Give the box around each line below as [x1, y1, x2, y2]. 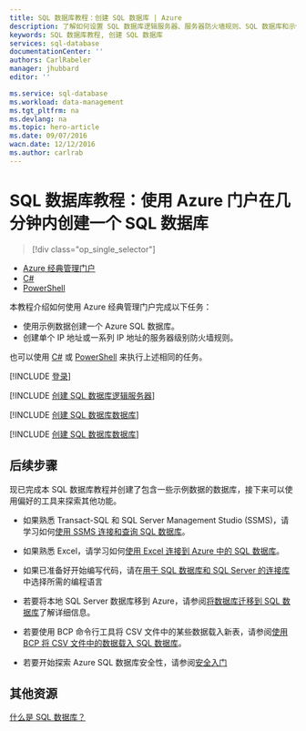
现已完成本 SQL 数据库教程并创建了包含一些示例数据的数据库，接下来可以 [9, 483, 285, 494]
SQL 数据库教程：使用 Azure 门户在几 [9, 190, 291, 210]
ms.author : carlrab [9, 148, 84, 157]
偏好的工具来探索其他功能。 [16, 495, 121, 506]
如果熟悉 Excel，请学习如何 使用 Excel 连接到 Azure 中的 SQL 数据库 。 [22, 545, 285, 556]
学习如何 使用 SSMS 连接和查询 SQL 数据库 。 [22, 525, 190, 537]
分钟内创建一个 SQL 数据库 [9, 213, 209, 233]
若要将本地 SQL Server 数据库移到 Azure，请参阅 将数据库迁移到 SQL [22, 595, 280, 606]
